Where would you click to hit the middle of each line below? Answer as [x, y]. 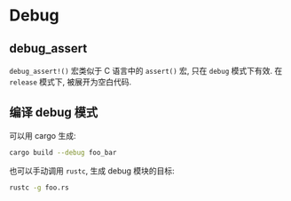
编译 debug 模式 [54, 113]
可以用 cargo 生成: [43, 135]
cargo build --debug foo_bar [63, 152]
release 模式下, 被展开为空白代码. [71, 82]
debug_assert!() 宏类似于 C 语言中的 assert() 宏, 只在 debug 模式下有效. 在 [146, 71]
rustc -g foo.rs [39, 188]
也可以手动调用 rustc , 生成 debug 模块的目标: [92, 171]
